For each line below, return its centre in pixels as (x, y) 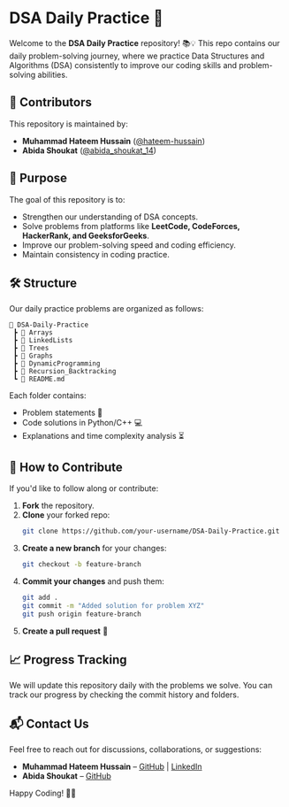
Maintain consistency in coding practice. (95, 254)
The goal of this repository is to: (67, 199)
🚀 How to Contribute (66, 467)
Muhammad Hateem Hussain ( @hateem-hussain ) (114, 141)
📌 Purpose (38, 178)
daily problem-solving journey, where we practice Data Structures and (137, 56)
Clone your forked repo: (66, 515)
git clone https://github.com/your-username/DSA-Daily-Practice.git (151, 531)
